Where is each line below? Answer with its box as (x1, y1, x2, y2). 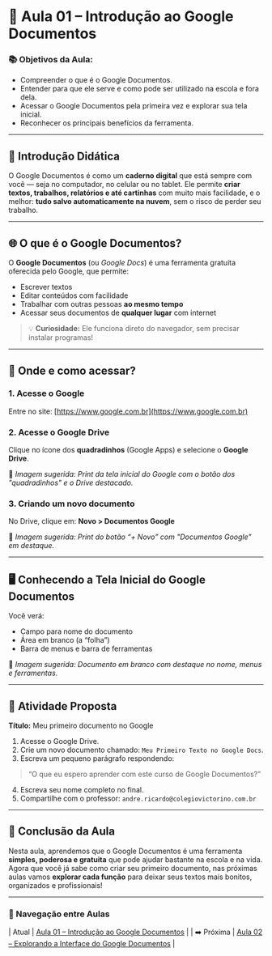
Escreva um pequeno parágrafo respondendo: (19, 754, 175, 763)
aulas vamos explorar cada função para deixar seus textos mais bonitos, (8, 872, 253, 882)
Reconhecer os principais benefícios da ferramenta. (19, 118, 194, 128)
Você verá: (8, 611, 45, 621)
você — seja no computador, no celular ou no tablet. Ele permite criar (8, 180, 240, 189)
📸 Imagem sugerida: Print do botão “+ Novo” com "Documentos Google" (8, 532, 253, 542)
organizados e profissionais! (8, 880, 103, 890)
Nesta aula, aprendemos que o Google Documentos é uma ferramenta (8, 846, 243, 856)
